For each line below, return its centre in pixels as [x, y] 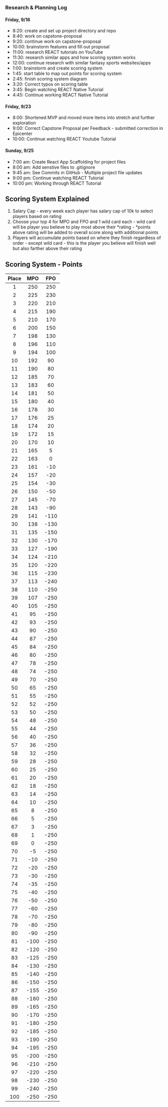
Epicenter [22, 134]
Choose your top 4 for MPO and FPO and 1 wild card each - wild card [84, 222]
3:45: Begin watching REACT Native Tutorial [58, 90]
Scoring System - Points [44, 264]
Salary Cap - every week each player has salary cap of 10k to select [83, 211]
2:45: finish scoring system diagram [50, 79]
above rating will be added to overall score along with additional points [86, 233]
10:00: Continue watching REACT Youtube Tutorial [64, 139]
